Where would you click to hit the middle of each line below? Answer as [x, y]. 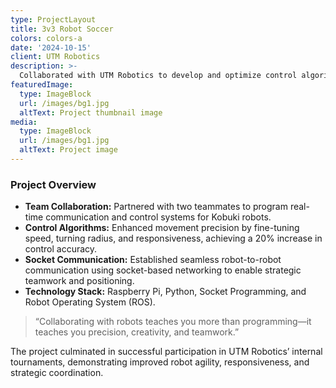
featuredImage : [42, 85]
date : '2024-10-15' [51, 47]
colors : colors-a [46, 38]
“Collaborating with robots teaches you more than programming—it [173, 322]
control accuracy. [61, 249]
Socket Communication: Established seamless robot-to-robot [153, 260]
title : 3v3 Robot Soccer [62, 29]
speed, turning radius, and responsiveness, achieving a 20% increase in [173, 238]
